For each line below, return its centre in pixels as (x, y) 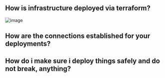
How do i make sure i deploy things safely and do (83, 61)
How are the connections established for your (78, 36)
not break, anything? (38, 69)
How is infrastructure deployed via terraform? (78, 8)
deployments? (28, 44)
